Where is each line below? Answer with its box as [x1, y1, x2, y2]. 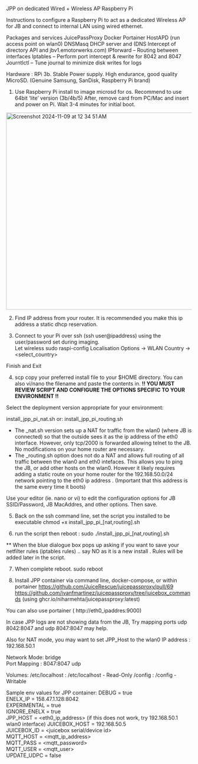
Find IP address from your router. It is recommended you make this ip [14, 315, 183, 321]
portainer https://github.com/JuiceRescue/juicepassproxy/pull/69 [14, 583, 174, 590]
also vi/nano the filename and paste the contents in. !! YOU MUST [14, 380, 175, 387]
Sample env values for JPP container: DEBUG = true [6, 689, 133, 696]
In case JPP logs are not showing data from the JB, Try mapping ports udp [6, 618, 187, 625]
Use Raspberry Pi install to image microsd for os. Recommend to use [14, 88, 182, 95]
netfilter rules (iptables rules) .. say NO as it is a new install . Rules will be [6, 548, 183, 555]
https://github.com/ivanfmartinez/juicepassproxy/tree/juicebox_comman [14, 590, 190, 596]
